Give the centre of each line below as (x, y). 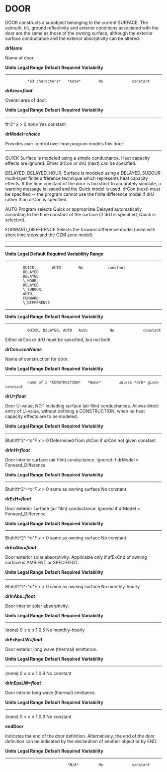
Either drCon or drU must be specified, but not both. (58, 340)
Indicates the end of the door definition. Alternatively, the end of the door (80, 736)
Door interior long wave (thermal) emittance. (50, 693)
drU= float (16, 396)
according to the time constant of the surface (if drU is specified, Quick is (81, 214)
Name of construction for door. (37, 359)
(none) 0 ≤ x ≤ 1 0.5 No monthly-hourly (45, 630)
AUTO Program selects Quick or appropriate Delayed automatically (74, 209)
